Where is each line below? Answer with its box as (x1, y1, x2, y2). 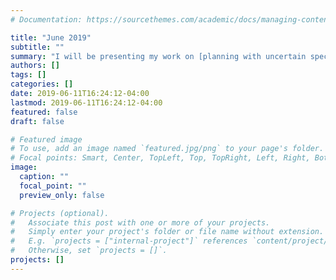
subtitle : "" (10, 42, 65, 52)
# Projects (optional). (10, 208, 110, 218)
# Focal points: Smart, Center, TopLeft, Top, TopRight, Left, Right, (10, 153, 311, 163)
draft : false (10, 116, 65, 126)
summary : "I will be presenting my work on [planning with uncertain (10, 51, 307, 61)
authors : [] (10, 61, 60, 71)
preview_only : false (19, 190, 105, 200)
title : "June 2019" (10, 32, 92, 43)
